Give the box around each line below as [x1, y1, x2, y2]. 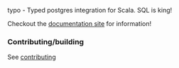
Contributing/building [7, 36, 84, 46]
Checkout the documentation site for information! [7, 20, 152, 27]
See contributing [7, 53, 56, 62]
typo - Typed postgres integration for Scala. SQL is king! [7, 6, 173, 14]
